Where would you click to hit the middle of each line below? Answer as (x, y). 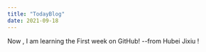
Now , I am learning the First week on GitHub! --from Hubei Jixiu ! (103, 41)
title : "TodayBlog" (36, 14)
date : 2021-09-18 (33, 21)
